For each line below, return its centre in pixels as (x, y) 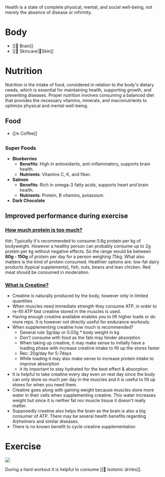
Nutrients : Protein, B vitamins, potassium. (62, 195)
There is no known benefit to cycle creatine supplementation (74, 426)
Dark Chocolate (29, 200)
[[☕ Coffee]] (25, 133)
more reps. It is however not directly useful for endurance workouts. (81, 322)
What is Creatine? (27, 285)
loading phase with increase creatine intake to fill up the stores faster (90, 348)
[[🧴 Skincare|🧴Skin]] (33, 51)
